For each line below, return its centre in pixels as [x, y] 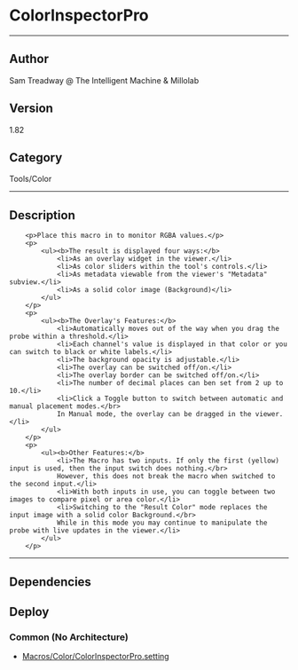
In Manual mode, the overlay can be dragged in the [154, 414]
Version [31, 109]
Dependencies [50, 582]
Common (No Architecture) [69, 637]
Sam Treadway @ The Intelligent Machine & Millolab [104, 80]
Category [36, 158]
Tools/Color [31, 179]
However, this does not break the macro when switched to [166, 477]
